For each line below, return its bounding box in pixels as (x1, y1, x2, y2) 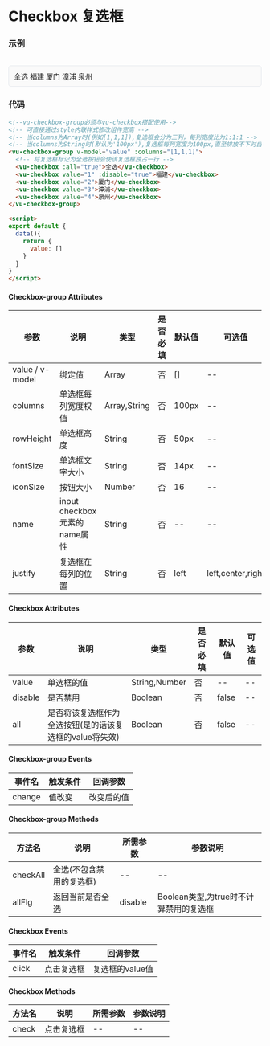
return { (22, 237, 52, 245)
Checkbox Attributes (8, 603, 80, 613)
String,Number (131, 676, 187, 688)
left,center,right (206, 568, 265, 579)
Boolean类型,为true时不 (157, 891, 247, 902)
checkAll (12, 869, 46, 881)
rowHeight (12, 433, 52, 444)
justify (12, 568, 36, 579)
